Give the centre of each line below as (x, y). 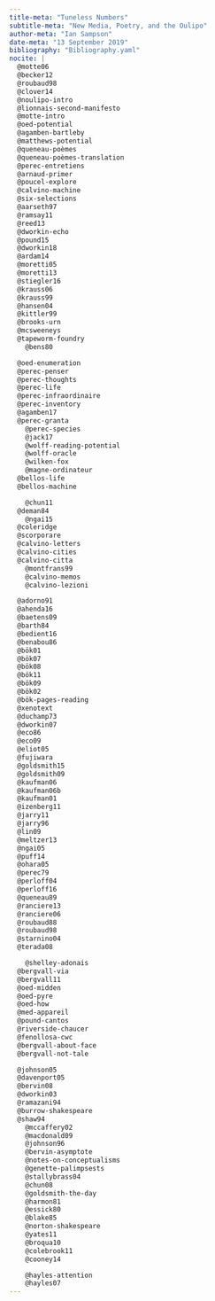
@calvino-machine (49, 191)
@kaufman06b (39, 791)
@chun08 (39, 1185)
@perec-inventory (49, 404)
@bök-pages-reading (53, 700)
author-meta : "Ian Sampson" (61, 34)
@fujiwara (35, 758)
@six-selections (47, 199)
